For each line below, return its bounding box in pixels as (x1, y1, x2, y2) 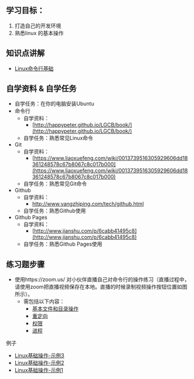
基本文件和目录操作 (32, 305, 79, 312)
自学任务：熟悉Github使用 (23, 207, 86, 215)
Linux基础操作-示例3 (14, 352, 64, 359)
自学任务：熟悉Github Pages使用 (23, 240, 103, 247)
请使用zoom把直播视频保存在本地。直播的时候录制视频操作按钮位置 (14, 283, 178, 291)
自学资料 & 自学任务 (6, 84, 77, 94)
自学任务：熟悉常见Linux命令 (23, 135, 94, 142)
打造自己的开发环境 (14, 22, 62, 29)
